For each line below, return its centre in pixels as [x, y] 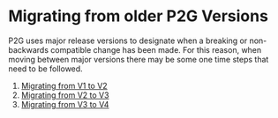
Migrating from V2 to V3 [65, 95]
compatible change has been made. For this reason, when [156, 49]
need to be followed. [45, 69]
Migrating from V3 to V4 [65, 104]
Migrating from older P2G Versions [138, 16]
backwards [29, 49]
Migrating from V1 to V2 [64, 85]
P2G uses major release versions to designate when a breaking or [128, 41]
